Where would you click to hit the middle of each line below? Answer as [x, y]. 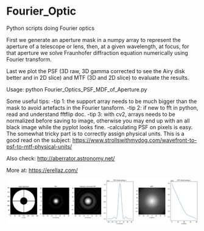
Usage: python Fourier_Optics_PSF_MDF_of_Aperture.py [77, 89]
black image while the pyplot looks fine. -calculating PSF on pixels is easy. [100, 127]
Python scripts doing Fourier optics [51, 28]
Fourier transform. [29, 59]
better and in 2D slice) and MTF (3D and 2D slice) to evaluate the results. [98, 77]
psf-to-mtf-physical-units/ [39, 146]
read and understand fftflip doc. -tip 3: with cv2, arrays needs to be [91, 114]
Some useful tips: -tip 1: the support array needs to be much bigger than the [102, 101]
